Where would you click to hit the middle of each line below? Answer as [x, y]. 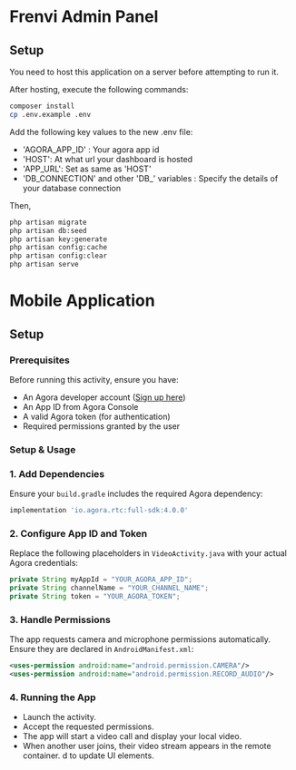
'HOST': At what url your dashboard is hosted [108, 159]
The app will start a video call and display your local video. [132, 736]
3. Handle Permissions [60, 619]
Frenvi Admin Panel [84, 17]
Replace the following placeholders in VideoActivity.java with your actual [148, 553]
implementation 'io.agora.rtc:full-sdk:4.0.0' [99, 511]
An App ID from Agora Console [80, 406]
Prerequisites [39, 360]
